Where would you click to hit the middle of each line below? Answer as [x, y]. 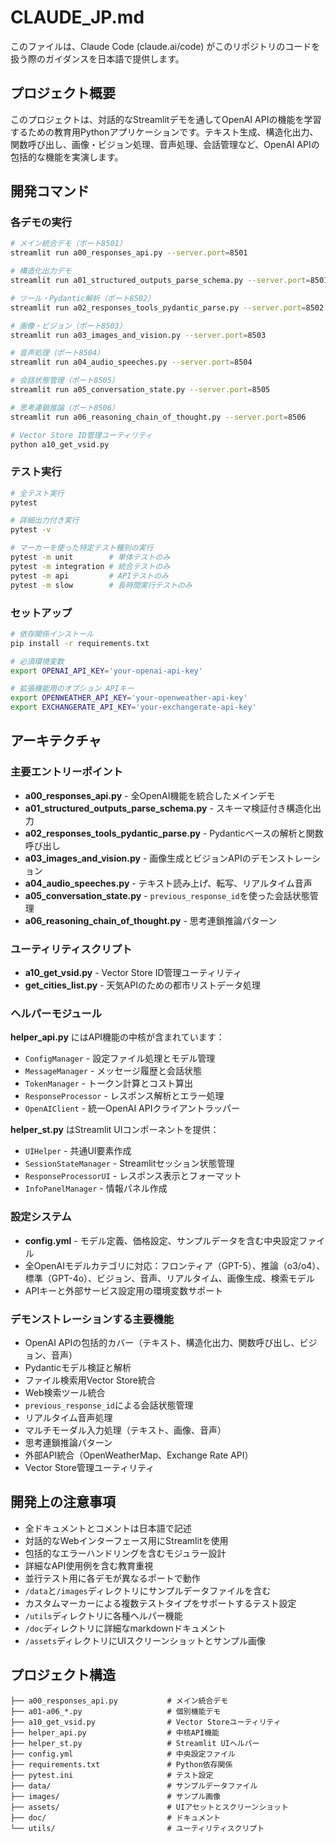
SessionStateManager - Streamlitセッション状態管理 [129, 1163]
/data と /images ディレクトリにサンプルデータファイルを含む [148, 1590]
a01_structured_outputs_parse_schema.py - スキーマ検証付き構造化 [168, 808]
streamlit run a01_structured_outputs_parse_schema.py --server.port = [160, 281]
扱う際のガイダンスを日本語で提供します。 [97, 58]
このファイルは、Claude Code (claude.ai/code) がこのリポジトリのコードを [165, 46]
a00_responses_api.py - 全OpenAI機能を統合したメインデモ [150, 795]
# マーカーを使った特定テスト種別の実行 [82, 548]
